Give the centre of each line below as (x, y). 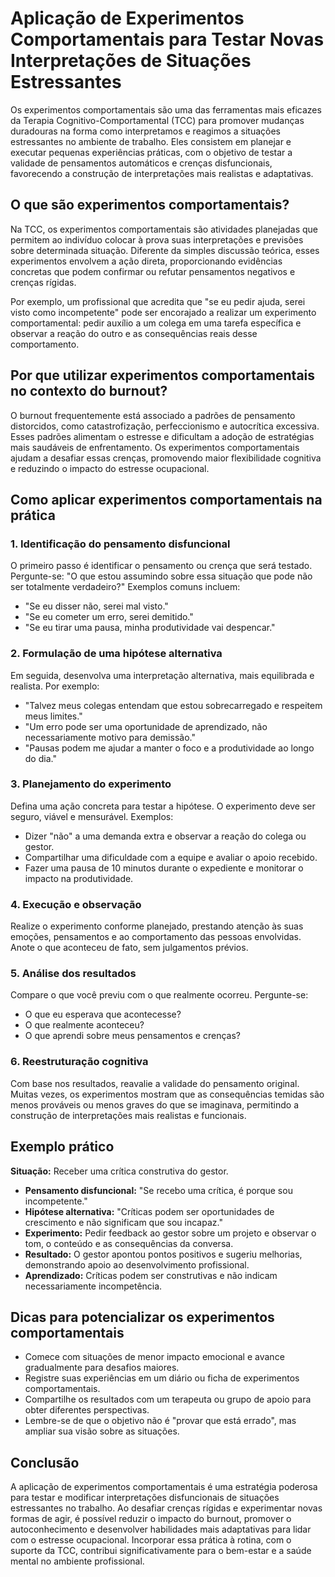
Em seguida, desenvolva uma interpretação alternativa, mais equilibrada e (162, 675)
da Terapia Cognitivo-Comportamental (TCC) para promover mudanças (157, 120)
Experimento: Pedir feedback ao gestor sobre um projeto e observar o (170, 1233)
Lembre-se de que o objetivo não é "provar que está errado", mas (160, 1421)
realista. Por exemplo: (55, 686)
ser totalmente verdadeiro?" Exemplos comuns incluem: (125, 587)
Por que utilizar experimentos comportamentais (163, 375)
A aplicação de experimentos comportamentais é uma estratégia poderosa (164, 1487)
